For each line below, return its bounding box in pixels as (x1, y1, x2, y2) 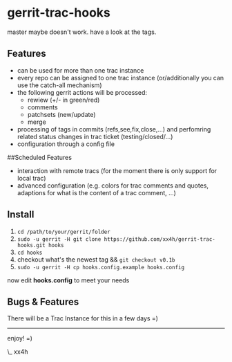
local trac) (17, 174, 46, 182)
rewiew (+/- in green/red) (27, 96, 100, 104)
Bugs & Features (7, 296, 79, 307)
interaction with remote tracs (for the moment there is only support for (17, 166, 217, 174)
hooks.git (17, 242, 46, 248)
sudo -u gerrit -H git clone (17, 235, 101, 243)
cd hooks (17, 249, 43, 256)
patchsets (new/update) (27, 110, 96, 118)
